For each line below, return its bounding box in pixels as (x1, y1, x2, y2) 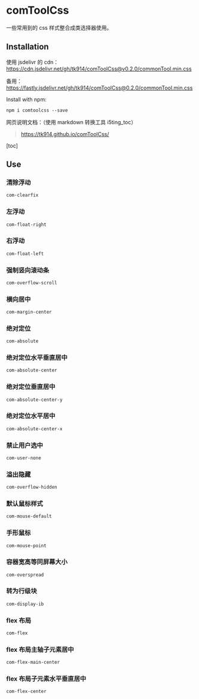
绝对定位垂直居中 (6, 383, 56, 391)
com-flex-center (6, 688, 47, 695)
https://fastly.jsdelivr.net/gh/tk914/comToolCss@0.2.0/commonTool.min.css (6, 84, 193, 91)
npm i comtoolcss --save (6, 107, 68, 114)
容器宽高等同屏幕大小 (6, 558, 68, 566)
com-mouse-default (6, 513, 52, 520)
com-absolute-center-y (6, 397, 63, 403)
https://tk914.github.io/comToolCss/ (20, 130, 109, 137)
